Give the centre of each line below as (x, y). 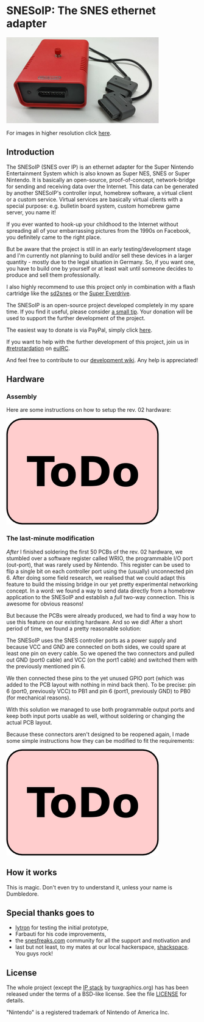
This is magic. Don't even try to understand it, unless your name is (89, 887)
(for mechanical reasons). (39, 698)
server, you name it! (31, 212)
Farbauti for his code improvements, (61, 934)
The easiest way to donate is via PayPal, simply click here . (79, 330)
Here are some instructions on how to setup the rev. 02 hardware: (89, 410)
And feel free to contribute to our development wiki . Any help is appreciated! (102, 360)
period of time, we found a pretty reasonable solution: (74, 628)
